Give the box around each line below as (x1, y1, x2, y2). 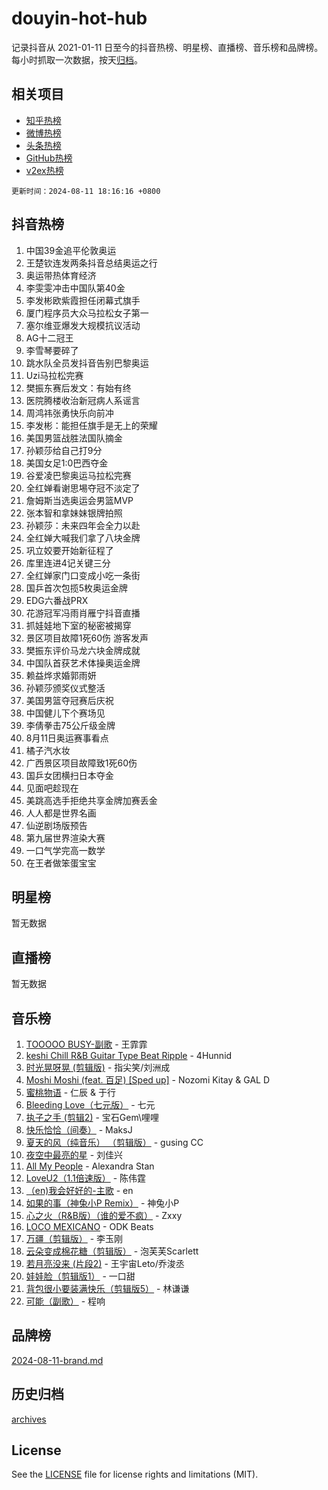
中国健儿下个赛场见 (25, 707, 106, 719)
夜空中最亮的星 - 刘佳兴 (25, 1149, 124, 1161)
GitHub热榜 (25, 152, 73, 164)
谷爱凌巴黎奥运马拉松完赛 (25, 469, 132, 481)
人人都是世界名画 (25, 807, 97, 819)
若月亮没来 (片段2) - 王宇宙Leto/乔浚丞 (25, 1258, 185, 1269)
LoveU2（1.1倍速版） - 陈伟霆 (25, 1172, 147, 1184)
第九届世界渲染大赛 (25, 832, 106, 844)
